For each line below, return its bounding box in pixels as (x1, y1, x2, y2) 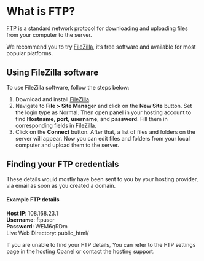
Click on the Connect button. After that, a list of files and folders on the (15, 128, 195, 136)
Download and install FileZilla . (15, 95, 91, 103)
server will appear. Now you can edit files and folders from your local (15, 134, 190, 142)
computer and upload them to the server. (15, 141, 120, 149)
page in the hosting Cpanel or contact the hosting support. (6, 247, 155, 255)
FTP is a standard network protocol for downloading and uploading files (6, 25, 189, 32)
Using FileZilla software (6, 68, 99, 78)
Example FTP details (6, 196, 60, 203)
